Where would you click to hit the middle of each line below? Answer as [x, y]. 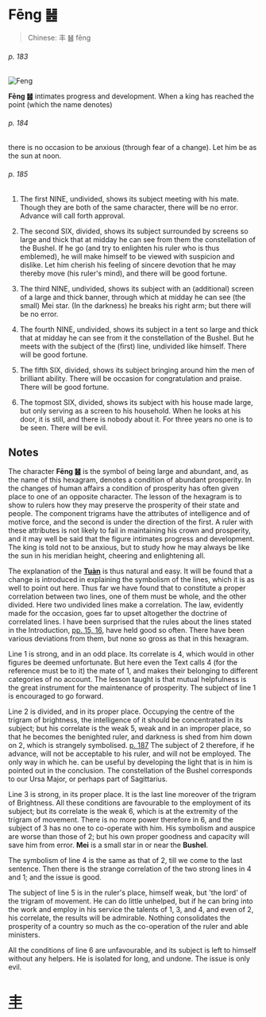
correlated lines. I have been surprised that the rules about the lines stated [130, 622]
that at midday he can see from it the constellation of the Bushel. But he [137, 337]
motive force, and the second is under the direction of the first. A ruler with [131, 522]
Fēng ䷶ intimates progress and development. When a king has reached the [131, 96]
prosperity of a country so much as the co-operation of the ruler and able [128, 926]
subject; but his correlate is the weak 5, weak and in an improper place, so [130, 729]
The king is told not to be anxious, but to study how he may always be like [129, 547]
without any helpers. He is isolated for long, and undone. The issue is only [129, 959]
